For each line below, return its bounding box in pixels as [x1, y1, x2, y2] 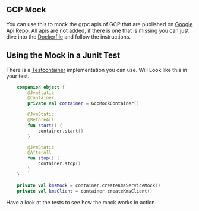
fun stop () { [27, 155, 60, 161]
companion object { [17, 84, 65, 90]
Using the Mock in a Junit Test [6, 51, 121, 61]
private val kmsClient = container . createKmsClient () [17, 188, 153, 194]
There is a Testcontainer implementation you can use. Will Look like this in [6, 66, 187, 73]
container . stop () [37, 160, 81, 167]
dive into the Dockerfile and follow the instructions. [6, 33, 131, 40]
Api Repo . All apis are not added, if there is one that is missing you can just [6, 27, 189, 34]
